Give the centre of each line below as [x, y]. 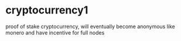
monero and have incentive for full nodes [55, 32]
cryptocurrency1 [47, 10]
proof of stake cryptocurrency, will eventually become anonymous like [90, 26]
